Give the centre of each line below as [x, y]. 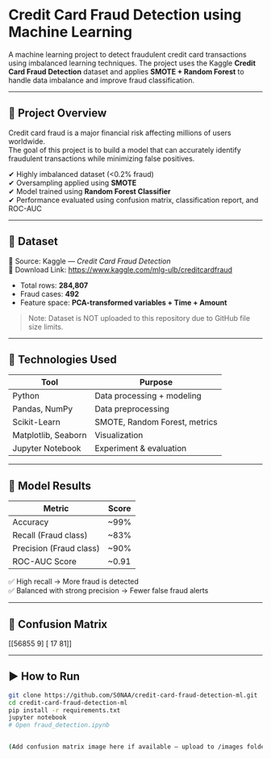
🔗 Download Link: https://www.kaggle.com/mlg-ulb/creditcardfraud [120, 269]
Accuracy [31, 522]
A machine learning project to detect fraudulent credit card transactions [128, 54]
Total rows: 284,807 [54, 285]
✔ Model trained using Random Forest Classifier [90, 191]
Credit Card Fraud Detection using [125, 15]
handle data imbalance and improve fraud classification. [102, 80]
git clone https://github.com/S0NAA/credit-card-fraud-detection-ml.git [133, 695]
